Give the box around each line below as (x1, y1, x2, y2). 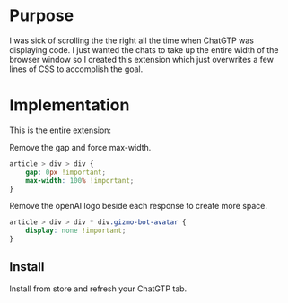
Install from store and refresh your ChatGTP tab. (9, 283, 188, 294)
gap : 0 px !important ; (25, 168, 106, 177)
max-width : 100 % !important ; (25, 176, 135, 185)
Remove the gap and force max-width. (9, 142, 152, 152)
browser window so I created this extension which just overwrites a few (9, 54, 274, 65)
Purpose (9, 5, 74, 26)
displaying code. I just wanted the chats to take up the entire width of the (9, 44, 279, 55)
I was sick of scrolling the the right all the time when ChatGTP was (9, 35, 254, 46)
